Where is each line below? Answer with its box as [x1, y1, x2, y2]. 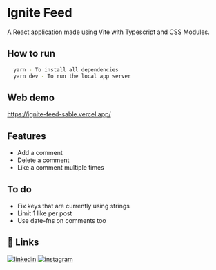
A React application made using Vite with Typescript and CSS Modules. [7, 28, 210, 36]
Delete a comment [17, 156, 70, 164]
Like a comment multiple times [17, 163, 105, 172]
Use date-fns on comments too [17, 216, 106, 224]
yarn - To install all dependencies [13, 66, 119, 73]
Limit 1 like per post [17, 209, 72, 217]
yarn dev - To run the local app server [13, 73, 131, 80]
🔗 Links [7, 237, 39, 249]
